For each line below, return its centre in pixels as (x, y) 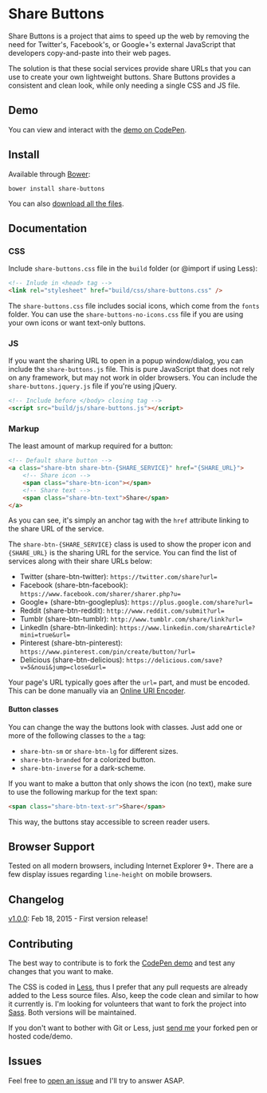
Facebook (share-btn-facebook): (74, 585)
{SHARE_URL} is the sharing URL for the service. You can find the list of (123, 553)
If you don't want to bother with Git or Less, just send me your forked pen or (133, 1028)
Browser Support (52, 846)
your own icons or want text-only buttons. (77, 323)
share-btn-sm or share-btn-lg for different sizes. (99, 751)
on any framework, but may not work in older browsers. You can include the (133, 378)
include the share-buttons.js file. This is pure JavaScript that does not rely (132, 369)
